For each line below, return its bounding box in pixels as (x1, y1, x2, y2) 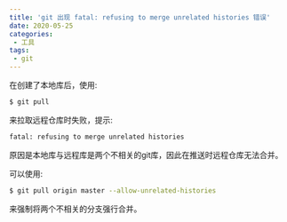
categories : (9, 29, 53, 38)
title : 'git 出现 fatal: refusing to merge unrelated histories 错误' (9, 12, 271, 22)
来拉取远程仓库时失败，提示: (9, 115, 114, 125)
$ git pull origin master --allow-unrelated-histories (9, 186, 217, 195)
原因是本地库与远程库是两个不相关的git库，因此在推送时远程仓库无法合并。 (9, 149, 283, 160)
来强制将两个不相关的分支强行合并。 (9, 203, 142, 214)
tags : (9, 46, 29, 55)
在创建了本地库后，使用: (9, 80, 98, 90)
